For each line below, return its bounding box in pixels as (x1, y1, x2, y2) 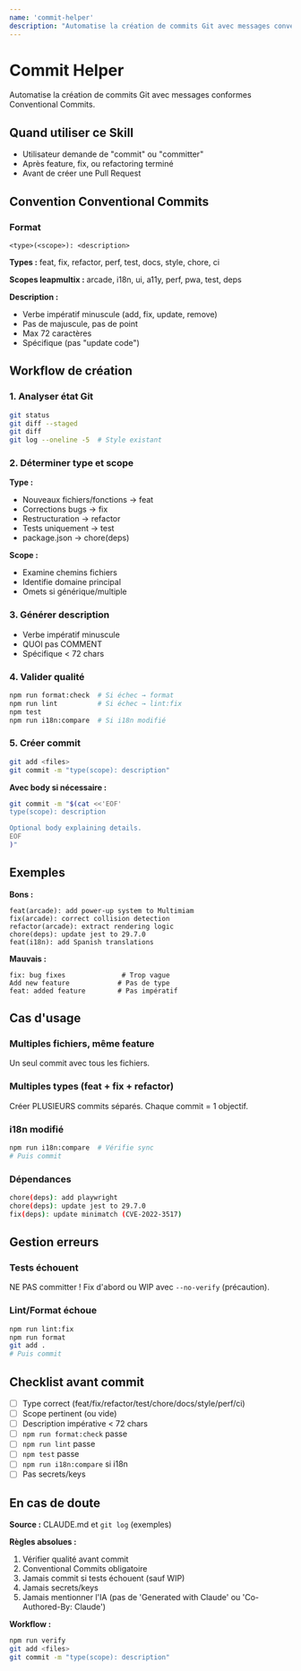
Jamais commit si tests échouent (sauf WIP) (21, 1573, 185, 1584)
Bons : (9, 889, 34, 900)
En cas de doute (9, 1495, 101, 1511)
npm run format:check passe (21, 1428, 128, 1439)
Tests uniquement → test (21, 523, 115, 534)
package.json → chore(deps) (21, 532, 130, 543)
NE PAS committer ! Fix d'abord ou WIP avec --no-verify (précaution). (9, 1282, 271, 1293)
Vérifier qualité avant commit (21, 1554, 129, 1564)
